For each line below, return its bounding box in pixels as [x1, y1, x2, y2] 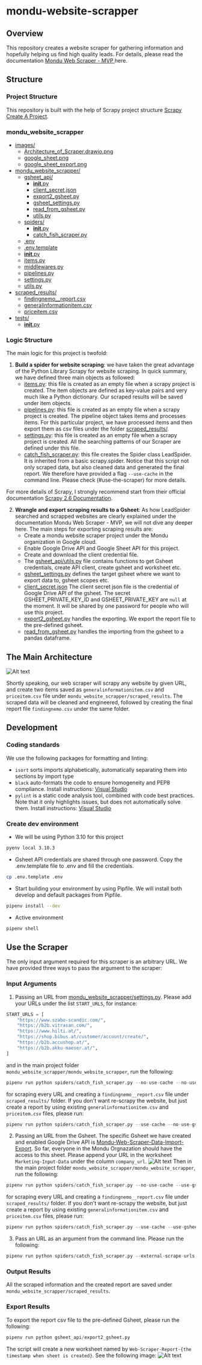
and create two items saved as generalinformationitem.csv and [6, 686, 164, 693]
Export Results [6, 1302, 50, 1311]
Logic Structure [6, 336, 53, 344]
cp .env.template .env [6, 874, 63, 880]
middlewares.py [23, 263, 64, 270]
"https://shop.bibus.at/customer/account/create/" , [17, 1034, 149, 1040]
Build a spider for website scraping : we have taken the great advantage [14, 361, 194, 368]
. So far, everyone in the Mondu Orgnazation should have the [31, 1145, 182, 1152]
